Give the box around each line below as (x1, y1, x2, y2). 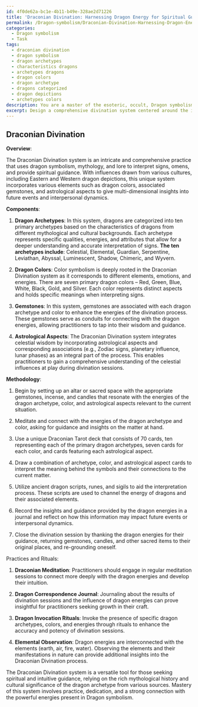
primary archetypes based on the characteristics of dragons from (14, 223, 174, 230)
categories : (6, 25, 35, 31)
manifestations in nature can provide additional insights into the (14, 651, 169, 659)
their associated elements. (14, 496, 80, 503)
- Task (11, 36, 28, 42)
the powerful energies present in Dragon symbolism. (6, 694, 134, 701)
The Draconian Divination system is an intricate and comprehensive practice (6, 157, 192, 164)
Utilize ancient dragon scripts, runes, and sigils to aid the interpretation (14, 483, 187, 490)
